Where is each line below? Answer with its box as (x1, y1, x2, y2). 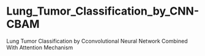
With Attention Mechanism (6, 44, 73, 51)
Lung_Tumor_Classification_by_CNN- (6, 4, 199, 18)
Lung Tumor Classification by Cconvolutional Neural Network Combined (6, 37, 188, 44)
